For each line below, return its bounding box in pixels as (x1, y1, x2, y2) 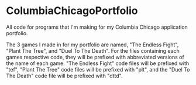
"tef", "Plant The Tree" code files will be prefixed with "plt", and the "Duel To (6, 66, 190, 73)
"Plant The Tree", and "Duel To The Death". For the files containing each (6, 47, 180, 54)
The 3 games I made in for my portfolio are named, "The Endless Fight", (6, 41, 179, 48)
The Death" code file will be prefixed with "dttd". (6, 72, 123, 79)
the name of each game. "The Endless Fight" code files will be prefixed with (6, 60, 190, 67)
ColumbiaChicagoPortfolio (6, 4, 138, 18)
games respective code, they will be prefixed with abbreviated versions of (6, 53, 184, 60)
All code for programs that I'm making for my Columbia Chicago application (6, 23, 188, 30)
